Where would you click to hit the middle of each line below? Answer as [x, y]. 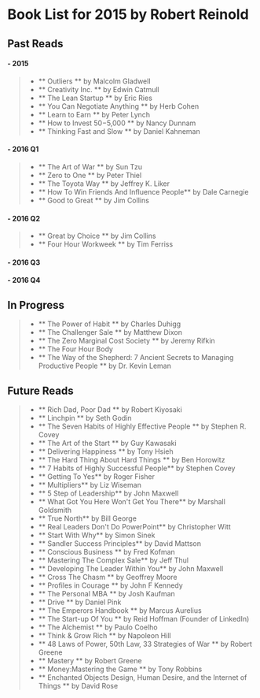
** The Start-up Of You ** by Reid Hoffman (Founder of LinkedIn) [144, 619]
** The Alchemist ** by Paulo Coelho [98, 627]
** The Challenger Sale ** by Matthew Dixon [110, 332]
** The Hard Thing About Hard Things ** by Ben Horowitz [132, 460]
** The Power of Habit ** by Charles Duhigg [110, 324]
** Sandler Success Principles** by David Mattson [120, 544]
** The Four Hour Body [75, 349]
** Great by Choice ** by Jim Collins [97, 236]
